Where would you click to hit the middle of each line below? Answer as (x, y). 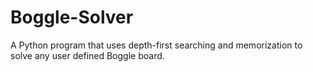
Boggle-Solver (72, 17)
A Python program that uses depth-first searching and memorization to (156, 45)
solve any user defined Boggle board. (87, 55)
